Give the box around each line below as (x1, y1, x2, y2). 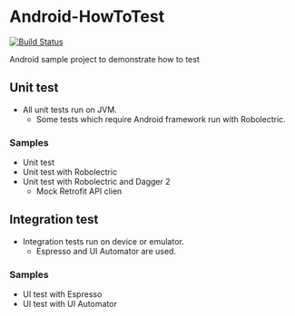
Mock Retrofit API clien (35, 186, 123, 196)
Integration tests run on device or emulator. (22, 235, 184, 246)
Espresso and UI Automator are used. (35, 245, 177, 256)
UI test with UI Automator (22, 299, 118, 310)
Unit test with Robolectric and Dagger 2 (22, 177, 171, 187)
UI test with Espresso (22, 289, 103, 300)
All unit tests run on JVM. (22, 104, 118, 115)
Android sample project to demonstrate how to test (9, 53, 200, 64)
